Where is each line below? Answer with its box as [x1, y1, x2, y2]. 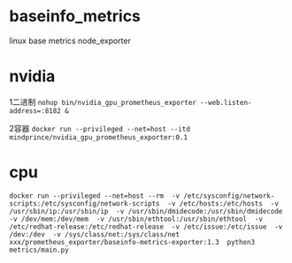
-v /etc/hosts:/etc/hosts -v [167, 199, 279, 208]
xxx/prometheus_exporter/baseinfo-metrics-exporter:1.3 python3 [9, 237, 255, 246]
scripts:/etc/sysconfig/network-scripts [9, 199, 161, 208]
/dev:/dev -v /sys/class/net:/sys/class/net [9, 229, 180, 239]
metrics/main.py [9, 245, 69, 254]
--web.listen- [200, 98, 252, 107]
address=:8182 [9, 106, 62, 116]
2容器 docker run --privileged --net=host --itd [9, 123, 190, 133]
